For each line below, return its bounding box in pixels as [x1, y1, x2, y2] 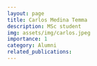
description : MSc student [7, 23, 81, 30]
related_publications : [7, 49, 72, 56]
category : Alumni [7, 42, 57, 49]
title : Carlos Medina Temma [7, 16, 88, 23]
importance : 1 [7, 36, 48, 43]
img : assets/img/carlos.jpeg [7, 29, 91, 36]
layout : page [7, 10, 45, 17]
